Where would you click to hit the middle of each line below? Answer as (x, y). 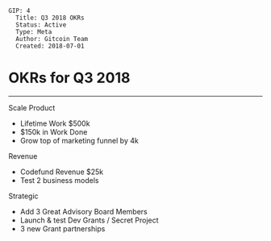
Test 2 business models (59, 180)
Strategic (23, 196)
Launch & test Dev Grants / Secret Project (89, 220)
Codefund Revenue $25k (62, 172)
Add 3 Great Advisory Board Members (83, 211)
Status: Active (41, 25)
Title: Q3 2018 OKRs (50, 18)
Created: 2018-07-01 (50, 46)
